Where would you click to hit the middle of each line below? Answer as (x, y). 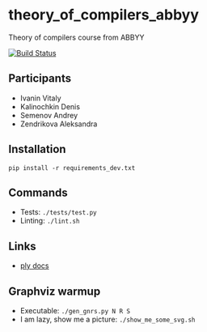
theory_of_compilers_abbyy (104, 15)
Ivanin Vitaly (41, 98)
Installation (37, 149)
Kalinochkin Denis (50, 106)
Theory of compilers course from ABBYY (76, 37)
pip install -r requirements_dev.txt (72, 168)
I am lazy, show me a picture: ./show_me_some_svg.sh (108, 319)
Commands (38, 192)
